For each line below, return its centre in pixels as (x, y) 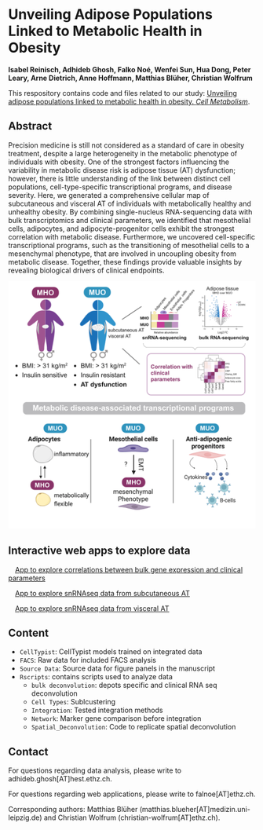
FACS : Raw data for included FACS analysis (88, 660)
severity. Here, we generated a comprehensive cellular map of (109, 195)
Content (29, 633)
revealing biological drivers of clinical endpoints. (86, 270)
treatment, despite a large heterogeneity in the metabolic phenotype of (123, 153)
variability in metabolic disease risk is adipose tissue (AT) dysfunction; (122, 170)
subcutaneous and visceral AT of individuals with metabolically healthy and (130, 203)
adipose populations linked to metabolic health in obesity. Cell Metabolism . (129, 101)
